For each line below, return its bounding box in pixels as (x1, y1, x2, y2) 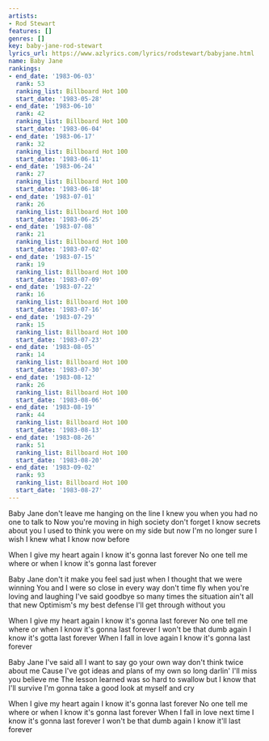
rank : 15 (15, 321, 45, 329)
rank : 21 (15, 230, 45, 239)
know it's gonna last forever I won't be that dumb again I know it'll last (8, 716, 241, 726)
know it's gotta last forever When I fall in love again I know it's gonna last (8, 632, 250, 642)
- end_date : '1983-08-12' (8, 373, 95, 381)
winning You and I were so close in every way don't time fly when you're (8, 582, 250, 592)
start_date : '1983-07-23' (15, 335, 103, 344)
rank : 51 (15, 441, 45, 449)
